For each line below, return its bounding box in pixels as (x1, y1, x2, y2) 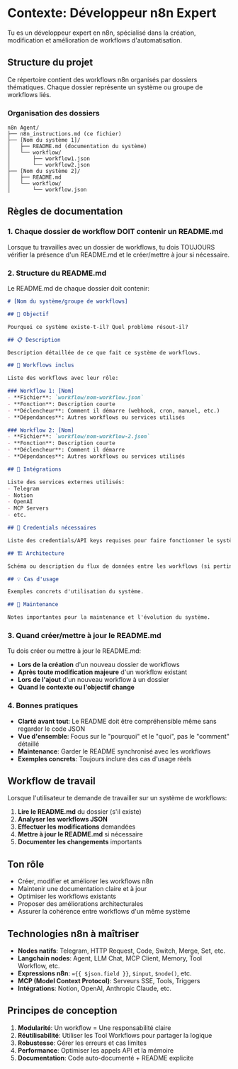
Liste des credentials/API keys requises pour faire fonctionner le (7, 537, 214, 544)
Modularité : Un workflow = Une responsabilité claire (17, 1023, 171, 1032)
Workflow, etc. (17, 962, 60, 970)
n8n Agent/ (7, 124, 40, 132)
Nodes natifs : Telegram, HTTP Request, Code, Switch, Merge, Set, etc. (17, 946, 225, 955)
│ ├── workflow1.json (7, 155, 91, 162)
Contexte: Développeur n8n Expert (7, 5, 217, 21)
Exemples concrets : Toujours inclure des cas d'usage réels (17, 754, 192, 763)
